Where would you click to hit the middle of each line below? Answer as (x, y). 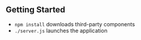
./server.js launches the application (61, 30)
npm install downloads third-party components (74, 24)
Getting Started (36, 10)
